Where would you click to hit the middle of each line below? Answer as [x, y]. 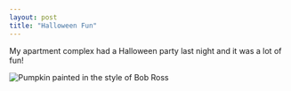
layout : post [33, 17]
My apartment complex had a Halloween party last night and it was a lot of [145, 50]
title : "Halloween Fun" [53, 26]
